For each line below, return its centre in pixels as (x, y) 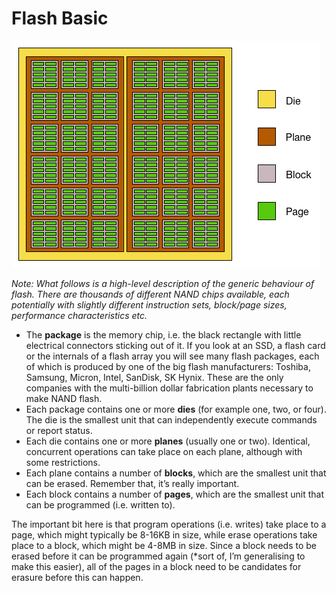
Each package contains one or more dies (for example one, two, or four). (176, 409)
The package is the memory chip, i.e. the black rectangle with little (163, 334)
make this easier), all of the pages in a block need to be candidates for (156, 566)
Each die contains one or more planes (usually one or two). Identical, (168, 441)
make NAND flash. (64, 398)
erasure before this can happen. (77, 577)
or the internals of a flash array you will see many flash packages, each (172, 356)
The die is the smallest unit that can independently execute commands (171, 419)
